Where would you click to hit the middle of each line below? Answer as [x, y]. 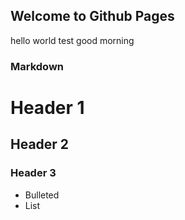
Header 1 [47, 107]
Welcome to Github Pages [92, 16]
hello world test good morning [72, 40]
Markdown [37, 66]
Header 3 [33, 173]
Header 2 [40, 144]
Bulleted [42, 195]
